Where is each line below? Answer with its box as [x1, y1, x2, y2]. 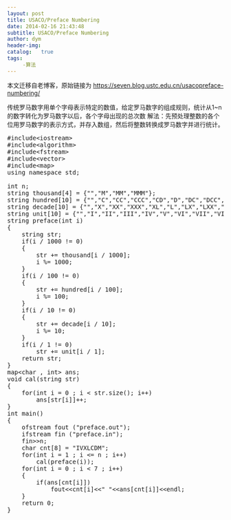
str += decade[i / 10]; [36, 320, 116, 328]
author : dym [7, 36, 41, 43]
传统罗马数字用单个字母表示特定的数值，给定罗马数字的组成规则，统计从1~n [7, 103, 222, 111]
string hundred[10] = [7, 196, 80, 204]
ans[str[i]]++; [36, 395, 87, 404]
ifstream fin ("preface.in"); [21, 430, 124, 438]
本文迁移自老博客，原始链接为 [7, 81, 91, 90]
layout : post [7, 10, 45, 17]
